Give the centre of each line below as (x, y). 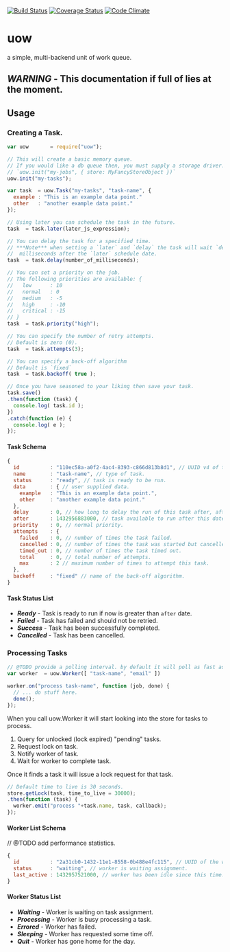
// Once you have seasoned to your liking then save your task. (101, 387)
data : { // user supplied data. (72, 487)
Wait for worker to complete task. (64, 761)
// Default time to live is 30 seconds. (66, 786)
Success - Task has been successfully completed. (88, 628)
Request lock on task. (48, 746)
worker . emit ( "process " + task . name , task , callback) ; (90, 806)
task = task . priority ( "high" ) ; (53, 324)
